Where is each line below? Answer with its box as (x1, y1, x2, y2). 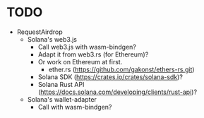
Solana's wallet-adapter (27, 95, 97, 103)
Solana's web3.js (27, 35, 77, 43)
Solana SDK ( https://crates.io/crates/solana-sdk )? (37, 72, 183, 81)
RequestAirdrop (16, 28, 63, 36)
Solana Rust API (37, 80, 85, 88)
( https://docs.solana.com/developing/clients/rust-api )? (37, 88, 198, 96)
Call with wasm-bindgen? (37, 102, 112, 111)
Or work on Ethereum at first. (37, 57, 123, 66)
